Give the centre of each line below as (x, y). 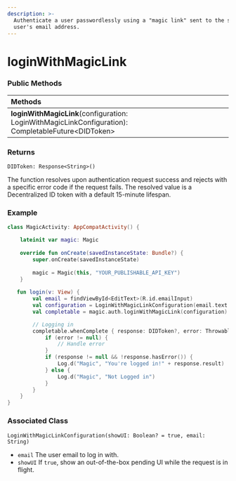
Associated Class (38, 421)
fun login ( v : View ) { (48, 292)
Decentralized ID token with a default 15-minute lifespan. (89, 195)
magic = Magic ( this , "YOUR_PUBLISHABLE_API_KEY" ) (106, 272)
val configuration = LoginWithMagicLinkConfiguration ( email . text (130, 305)
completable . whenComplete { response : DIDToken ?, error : (117, 331)
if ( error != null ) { (77, 338)
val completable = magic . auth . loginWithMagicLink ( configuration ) (130, 312)
